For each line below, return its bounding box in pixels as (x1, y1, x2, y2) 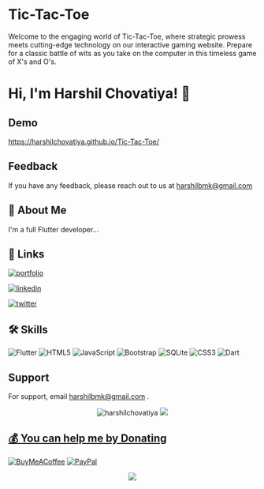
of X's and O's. (8, 57, 57, 66)
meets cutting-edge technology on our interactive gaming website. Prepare (8, 39, 253, 49)
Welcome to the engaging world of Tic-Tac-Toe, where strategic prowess (8, 32, 246, 41)
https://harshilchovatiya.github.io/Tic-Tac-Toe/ (8, 137, 160, 146)
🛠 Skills (8, 322, 49, 337)
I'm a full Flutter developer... (8, 224, 99, 234)
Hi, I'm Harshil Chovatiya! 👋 (8, 85, 191, 103)
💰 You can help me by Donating (8, 432, 167, 446)
